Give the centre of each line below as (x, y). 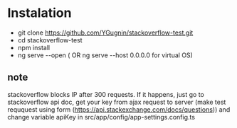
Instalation (39, 13)
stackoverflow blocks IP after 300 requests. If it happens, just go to (106, 94)
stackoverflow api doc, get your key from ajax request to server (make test (117, 102)
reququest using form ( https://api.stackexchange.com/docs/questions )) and (119, 109)
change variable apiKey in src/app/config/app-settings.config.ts (101, 117)
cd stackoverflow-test (50, 40)
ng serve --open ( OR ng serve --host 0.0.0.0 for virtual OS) (105, 55)
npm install (34, 47)
